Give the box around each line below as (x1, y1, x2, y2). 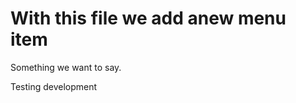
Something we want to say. (10, 61, 122, 73)
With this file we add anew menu (10, 7, 287, 30)
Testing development (10, 80, 98, 92)
